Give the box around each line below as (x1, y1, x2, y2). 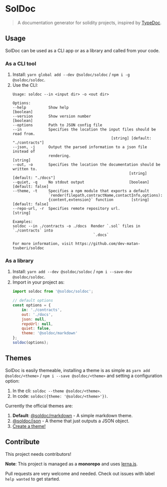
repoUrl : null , (21, 321, 53, 326)
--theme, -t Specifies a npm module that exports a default (12, 189, 149, 194)
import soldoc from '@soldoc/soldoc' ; (12, 289, 93, 294)
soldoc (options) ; (12, 340, 49, 345)
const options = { (12, 303, 51, 308)
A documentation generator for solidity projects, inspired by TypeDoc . (17, 20, 161, 26)
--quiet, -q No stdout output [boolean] (12, 180, 149, 185)
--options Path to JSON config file (12, 123, 102, 128)
